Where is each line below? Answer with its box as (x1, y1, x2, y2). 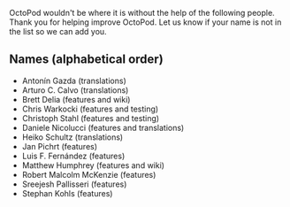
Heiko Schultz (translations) (21, 132, 124, 142)
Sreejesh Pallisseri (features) (21, 179, 127, 189)
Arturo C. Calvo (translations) (21, 84, 129, 96)
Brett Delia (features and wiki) (21, 94, 131, 104)
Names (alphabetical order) (9, 52, 164, 67)
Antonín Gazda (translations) (21, 75, 126, 86)
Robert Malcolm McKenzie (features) (21, 169, 156, 180)
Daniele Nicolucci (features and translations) (21, 122, 185, 133)
